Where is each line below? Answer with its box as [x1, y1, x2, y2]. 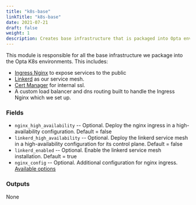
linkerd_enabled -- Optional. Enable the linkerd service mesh [14, 147, 162, 154]
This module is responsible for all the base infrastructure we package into [6, 52, 183, 58]
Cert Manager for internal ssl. [14, 82, 86, 88]
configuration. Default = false [41, 128, 112, 135]
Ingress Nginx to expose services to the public [14, 70, 127, 76]
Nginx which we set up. [14, 94, 71, 101]
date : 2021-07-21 [6, 19, 48, 25]
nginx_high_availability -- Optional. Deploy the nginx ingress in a [14, 122, 176, 129]
